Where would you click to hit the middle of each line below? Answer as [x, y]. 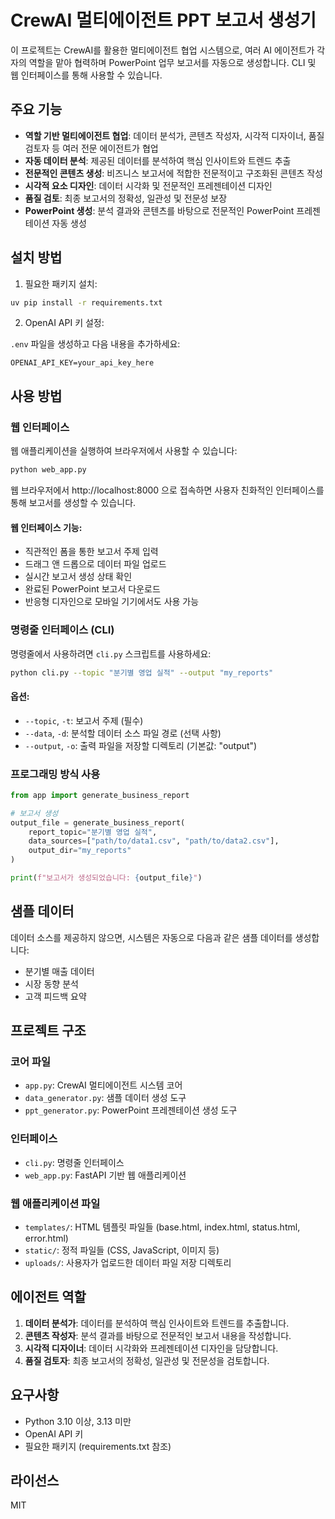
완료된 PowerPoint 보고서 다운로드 [92, 589]
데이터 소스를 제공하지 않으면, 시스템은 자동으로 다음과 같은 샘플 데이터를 [151, 937]
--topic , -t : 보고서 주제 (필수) [84, 720]
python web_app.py [48, 470]
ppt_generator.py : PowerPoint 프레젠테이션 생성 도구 [131, 1110]
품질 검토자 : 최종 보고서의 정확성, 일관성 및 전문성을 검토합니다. [147, 1360]
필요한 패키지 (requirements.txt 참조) [98, 1446]
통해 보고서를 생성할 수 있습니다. [73, 502]
